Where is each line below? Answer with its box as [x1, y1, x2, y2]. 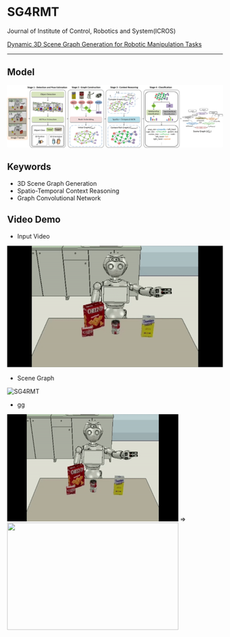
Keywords [7, 161, 51, 173]
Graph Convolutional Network [16, 193, 101, 202]
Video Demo [7, 214, 61, 226]
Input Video [16, 232, 50, 240]
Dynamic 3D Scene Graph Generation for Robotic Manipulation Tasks [7, 40, 202, 48]
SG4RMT [7, 4, 60, 20]
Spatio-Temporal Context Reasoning [16, 187, 120, 195]
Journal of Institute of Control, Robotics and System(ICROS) [7, 27, 176, 35]
